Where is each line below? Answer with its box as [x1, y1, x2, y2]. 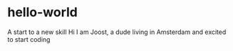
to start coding [7, 35, 51, 43]
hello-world [7, 4, 78, 21]
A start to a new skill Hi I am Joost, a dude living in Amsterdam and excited [7, 28, 227, 36]
